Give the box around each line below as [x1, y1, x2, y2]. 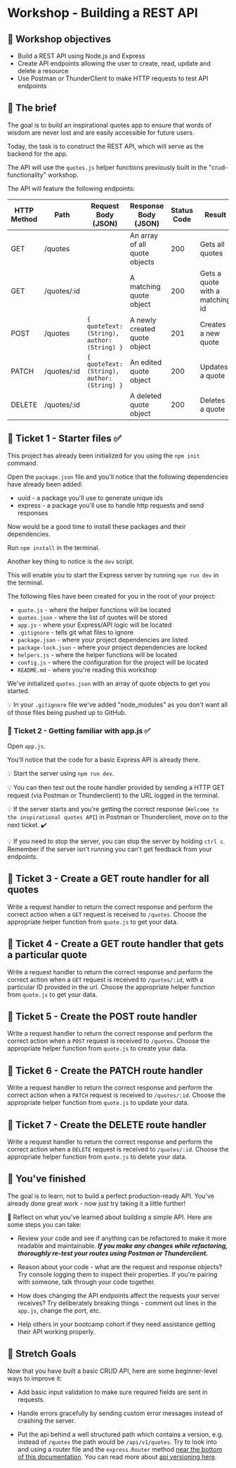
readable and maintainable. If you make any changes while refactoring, [17, 1241, 228, 1249]
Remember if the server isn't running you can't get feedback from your [7, 845, 212, 853]
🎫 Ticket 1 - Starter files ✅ [7, 432, 122, 445]
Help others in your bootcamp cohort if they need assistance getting [17, 1320, 216, 1328]
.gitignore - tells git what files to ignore [17, 628, 134, 636]
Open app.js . [7, 742, 46, 750]
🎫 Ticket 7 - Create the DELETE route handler [7, 1119, 207, 1131]
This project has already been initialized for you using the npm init [7, 451, 200, 460]
